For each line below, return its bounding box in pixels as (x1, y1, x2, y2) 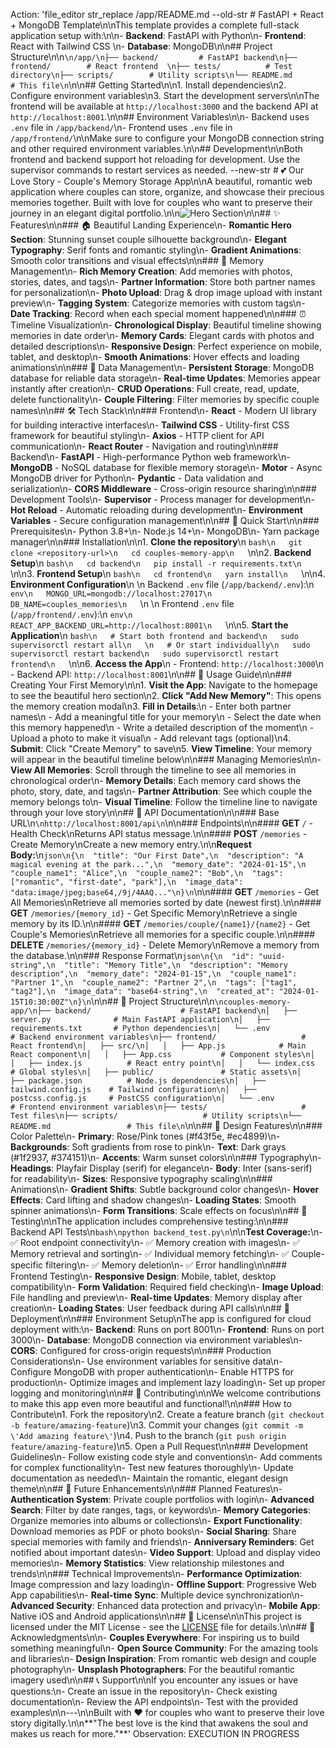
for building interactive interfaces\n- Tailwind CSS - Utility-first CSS (10, 419, 290, 431)
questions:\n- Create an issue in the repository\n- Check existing (10, 1685, 278, 1697)
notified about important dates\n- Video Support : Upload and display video (10, 1547, 322, 1558)
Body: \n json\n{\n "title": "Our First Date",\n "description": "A (10, 849, 304, 861)
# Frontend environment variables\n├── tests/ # (10, 1102, 307, 1112)
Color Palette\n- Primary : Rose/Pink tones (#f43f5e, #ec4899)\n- (10, 1130, 281, 1142)
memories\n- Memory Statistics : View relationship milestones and (10, 1557, 285, 1569)
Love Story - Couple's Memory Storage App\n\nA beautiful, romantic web (10, 175, 313, 187)
